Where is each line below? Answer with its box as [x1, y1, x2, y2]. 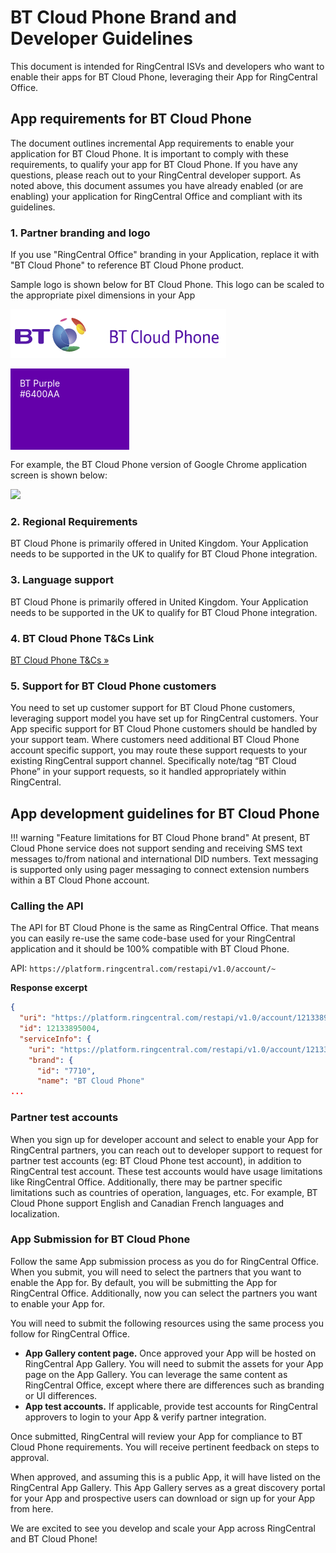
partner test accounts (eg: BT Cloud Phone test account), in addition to [10, 1154, 302, 1166]
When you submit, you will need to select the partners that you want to [10, 1266, 302, 1278]
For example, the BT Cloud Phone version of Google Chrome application [10, 459, 308, 471]
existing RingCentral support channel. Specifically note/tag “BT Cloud [10, 755, 297, 767]
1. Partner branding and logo [10, 226, 151, 240]
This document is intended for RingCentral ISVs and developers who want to [10, 60, 325, 72]
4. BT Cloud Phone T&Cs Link [10, 631, 155, 645]
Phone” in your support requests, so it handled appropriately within [10, 766, 287, 778]
